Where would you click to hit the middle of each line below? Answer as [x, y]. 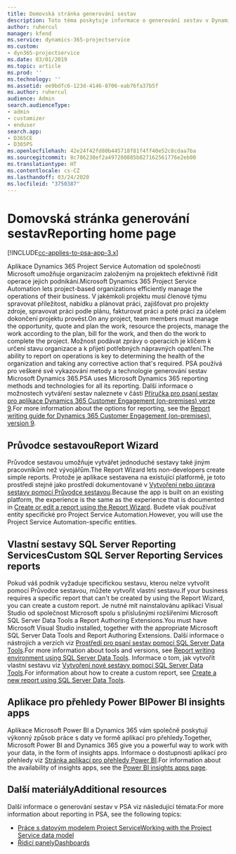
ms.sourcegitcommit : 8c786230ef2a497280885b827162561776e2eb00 [102, 158]
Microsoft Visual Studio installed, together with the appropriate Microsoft [112, 628]
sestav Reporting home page [92, 233]
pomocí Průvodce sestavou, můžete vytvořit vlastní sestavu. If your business [118, 590]
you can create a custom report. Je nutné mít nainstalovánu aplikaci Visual [115, 605]
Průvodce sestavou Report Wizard [83, 445]
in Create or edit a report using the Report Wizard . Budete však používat [112, 507]
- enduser [22, 125]
